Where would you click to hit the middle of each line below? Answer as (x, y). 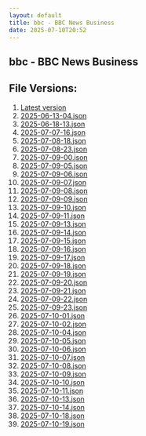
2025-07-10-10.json (52, 382)
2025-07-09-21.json (53, 290)
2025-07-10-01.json (53, 315)
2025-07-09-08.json (54, 191)
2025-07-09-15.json (53, 241)
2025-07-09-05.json (54, 165)
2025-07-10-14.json (53, 407)
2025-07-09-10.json (53, 207)
